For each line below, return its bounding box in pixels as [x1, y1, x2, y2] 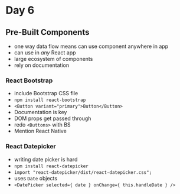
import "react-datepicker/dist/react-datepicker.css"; [14, 169, 152, 175]
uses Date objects [14, 174, 57, 182]
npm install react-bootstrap [14, 97, 86, 104]
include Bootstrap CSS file [14, 90, 78, 97]
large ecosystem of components [14, 56, 93, 62]
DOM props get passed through [14, 115, 91, 122]
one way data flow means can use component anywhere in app [14, 43, 169, 50]
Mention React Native [14, 128, 67, 135]
